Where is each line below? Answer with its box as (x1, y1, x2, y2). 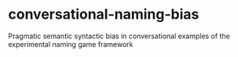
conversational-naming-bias (8, 5, 200, 23)
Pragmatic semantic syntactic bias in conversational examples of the (8, 31, 230, 41)
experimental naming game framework (8, 39, 134, 48)
